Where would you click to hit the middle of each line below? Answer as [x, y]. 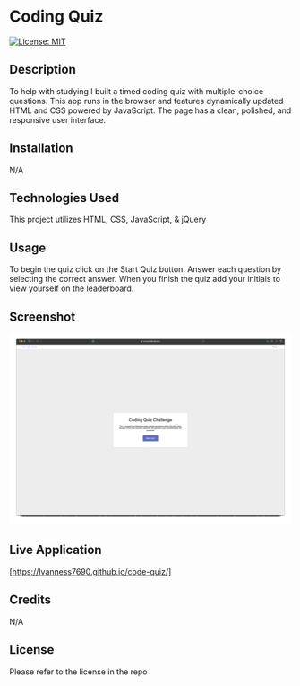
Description [43, 70]
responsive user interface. [58, 119]
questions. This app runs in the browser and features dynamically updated [146, 101]
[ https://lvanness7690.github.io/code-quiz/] [90, 571]
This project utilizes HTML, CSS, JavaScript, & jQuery [108, 220]
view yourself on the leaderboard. [72, 288]
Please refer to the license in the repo [78, 672]
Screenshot [43, 317]
